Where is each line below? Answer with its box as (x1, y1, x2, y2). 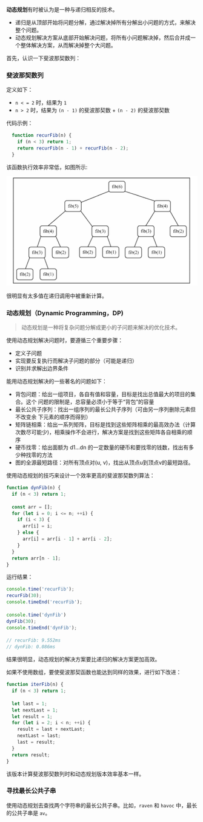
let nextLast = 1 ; (12, 707, 59, 713)
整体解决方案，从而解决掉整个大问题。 (20, 42, 116, 49)
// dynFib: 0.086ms (6, 644, 56, 650)
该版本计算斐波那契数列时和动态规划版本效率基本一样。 (6, 770, 144, 777)
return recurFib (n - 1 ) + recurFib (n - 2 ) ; (17, 145, 129, 151)
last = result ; (17, 739, 56, 745)
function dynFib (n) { (6, 485, 61, 491)
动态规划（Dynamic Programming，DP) (6, 309, 124, 317)
